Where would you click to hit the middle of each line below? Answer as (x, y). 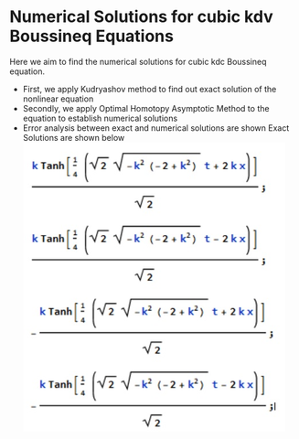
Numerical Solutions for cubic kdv (141, 17)
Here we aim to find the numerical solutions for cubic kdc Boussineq (138, 61)
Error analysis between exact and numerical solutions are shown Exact (156, 128)
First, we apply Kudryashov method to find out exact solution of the (149, 89)
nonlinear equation (58, 99)
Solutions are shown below (74, 137)
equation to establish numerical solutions (100, 118)
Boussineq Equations (91, 36)
